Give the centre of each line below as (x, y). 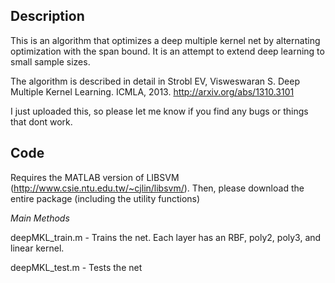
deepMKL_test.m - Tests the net (76, 267)
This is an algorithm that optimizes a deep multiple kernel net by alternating (165, 40)
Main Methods (40, 218)
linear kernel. (37, 248)
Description (47, 16)
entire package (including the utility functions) (105, 198)
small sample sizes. (50, 61)
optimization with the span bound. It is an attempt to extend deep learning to (167, 51)
